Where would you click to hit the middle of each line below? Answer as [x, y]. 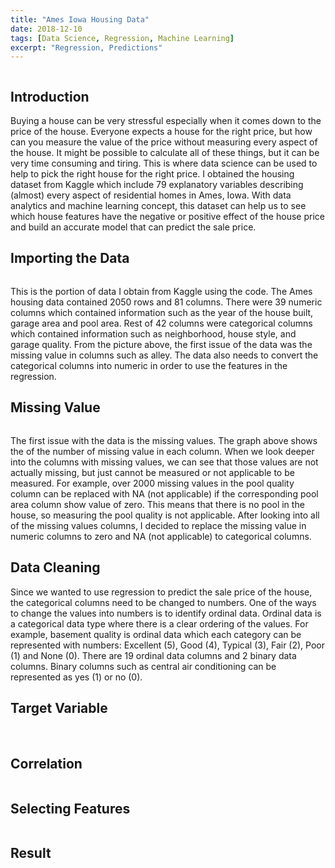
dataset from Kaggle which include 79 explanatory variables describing [157, 185]
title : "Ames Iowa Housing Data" [80, 19]
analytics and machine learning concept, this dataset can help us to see [158, 206]
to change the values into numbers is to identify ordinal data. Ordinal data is [166, 613]
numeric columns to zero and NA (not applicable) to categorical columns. [161, 536]
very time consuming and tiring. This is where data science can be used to [164, 163]
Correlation [46, 763]
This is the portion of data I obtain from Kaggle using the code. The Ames [161, 291]
